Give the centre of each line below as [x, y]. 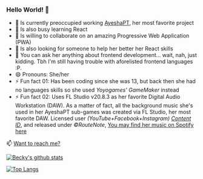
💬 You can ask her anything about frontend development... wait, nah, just [106, 55]
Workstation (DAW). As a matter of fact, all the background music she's [104, 106]
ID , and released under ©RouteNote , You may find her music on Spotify [104, 125]
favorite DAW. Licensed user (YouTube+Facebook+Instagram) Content [103, 118]
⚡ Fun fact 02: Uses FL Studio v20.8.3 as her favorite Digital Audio [98, 97]
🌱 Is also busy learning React [51, 29]
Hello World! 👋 [28, 10]
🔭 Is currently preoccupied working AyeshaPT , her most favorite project [104, 23]
